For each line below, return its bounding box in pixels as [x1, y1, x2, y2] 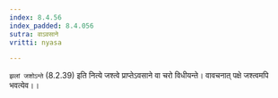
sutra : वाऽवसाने [9, 29, 59, 38]
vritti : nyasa [9, 37, 63, 47]
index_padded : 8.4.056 [9, 21, 94, 30]
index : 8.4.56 [9, 12, 63, 22]
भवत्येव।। [9, 80, 40, 91]
